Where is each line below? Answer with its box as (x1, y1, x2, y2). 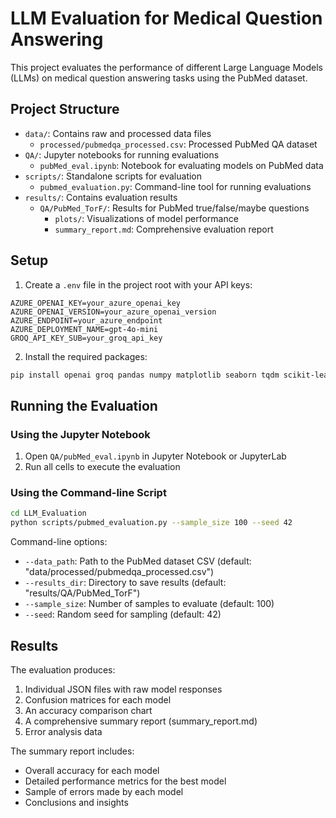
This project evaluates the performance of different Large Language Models (10, 61, 324, 73)
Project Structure (10, 101, 120, 118)
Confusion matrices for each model (24, 693, 172, 706)
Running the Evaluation (10, 397, 158, 414)
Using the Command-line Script (10, 486, 167, 500)
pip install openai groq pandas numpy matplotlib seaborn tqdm (10, 370, 280, 380)
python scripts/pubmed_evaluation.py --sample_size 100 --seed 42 (10, 518, 293, 528)
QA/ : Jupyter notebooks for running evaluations (24, 148, 220, 161)
